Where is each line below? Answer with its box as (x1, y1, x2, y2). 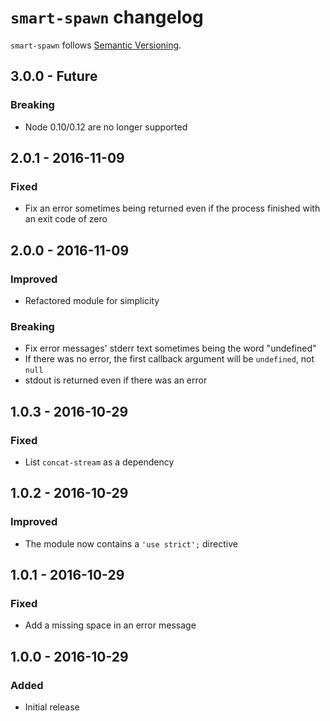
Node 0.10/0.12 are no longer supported (24, 121, 188, 133)
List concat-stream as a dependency (24, 456, 175, 468)
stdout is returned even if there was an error (24, 374, 208, 386)
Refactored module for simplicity (24, 295, 160, 306)
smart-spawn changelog (10, 6, 204, 29)
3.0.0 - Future (10, 68, 98, 85)
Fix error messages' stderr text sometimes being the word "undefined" (24, 342, 317, 355)
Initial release (24, 701, 80, 713)
